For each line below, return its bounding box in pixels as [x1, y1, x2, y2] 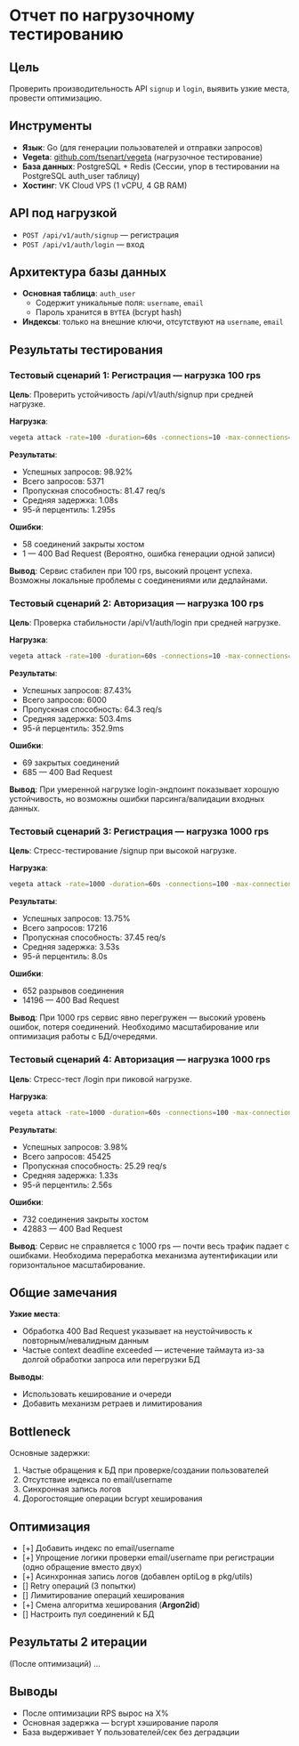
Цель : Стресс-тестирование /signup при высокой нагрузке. [9, 845, 238, 856]
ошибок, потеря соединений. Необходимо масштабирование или [9, 1022, 260, 1032]
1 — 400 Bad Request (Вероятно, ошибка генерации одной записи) [21, 548, 276, 559]
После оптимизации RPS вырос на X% [21, 1708, 169, 1718]
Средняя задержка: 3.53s [21, 942, 120, 952]
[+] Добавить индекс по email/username [21, 1542, 175, 1553]
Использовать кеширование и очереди [21, 1389, 172, 1400]
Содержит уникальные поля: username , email [35, 297, 204, 308]
